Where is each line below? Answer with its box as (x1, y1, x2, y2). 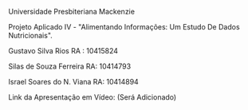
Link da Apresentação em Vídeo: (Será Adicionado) (8, 92, 177, 102)
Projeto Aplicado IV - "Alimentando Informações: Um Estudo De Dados (8, 22, 241, 31)
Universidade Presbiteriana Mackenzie (8, 7, 136, 16)
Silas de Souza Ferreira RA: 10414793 (8, 61, 132, 71)
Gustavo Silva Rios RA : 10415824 (8, 46, 118, 55)
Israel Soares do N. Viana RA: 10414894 (8, 77, 140, 86)
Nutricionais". (8, 31, 53, 40)
